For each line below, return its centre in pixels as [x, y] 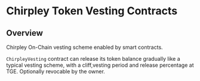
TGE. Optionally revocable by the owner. [56, 71]
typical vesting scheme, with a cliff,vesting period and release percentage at [100, 65]
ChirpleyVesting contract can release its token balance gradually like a [93, 59]
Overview [25, 33]
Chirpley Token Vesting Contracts [92, 11]
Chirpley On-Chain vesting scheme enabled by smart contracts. [84, 47]
